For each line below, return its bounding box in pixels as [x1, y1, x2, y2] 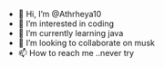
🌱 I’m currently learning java [17, 28, 124, 38]
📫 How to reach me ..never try [17, 48, 135, 58]
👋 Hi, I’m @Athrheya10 [17, 9, 102, 19]
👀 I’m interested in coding [17, 18, 115, 29]
